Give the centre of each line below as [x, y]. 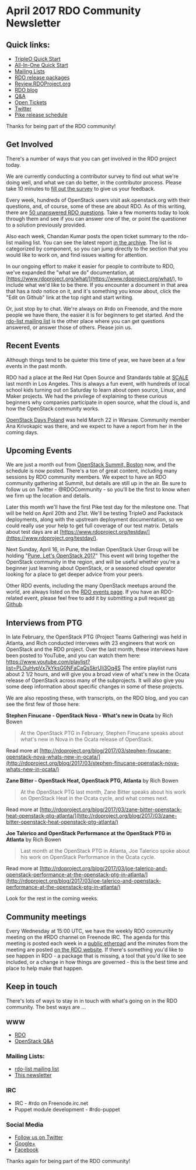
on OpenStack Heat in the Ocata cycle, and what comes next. [94, 798]
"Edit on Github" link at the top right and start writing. [70, 297]
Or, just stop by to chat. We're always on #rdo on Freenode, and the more [94, 308]
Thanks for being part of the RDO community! [61, 126]
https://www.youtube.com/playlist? [48, 662]
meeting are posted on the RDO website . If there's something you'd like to [95, 950]
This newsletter [33, 1075]
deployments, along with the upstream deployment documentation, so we [94, 520]
